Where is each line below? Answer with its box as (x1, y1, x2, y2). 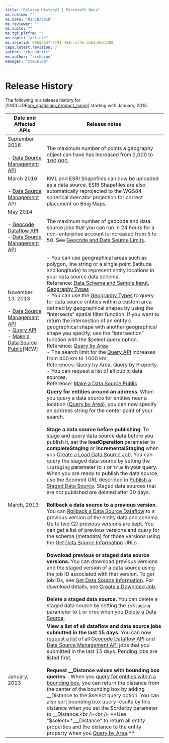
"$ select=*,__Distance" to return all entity (46, 717, 145, 724)
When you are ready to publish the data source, (46, 470, 159, 477)
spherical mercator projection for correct (46, 194, 143, 201)
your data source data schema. (46, 273, 120, 280)
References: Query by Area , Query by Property (46, 361, 157, 368)
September (8, 135, 34, 142)
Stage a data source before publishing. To (46, 426, 149, 433)
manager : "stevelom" (5, 59, 49, 64)
